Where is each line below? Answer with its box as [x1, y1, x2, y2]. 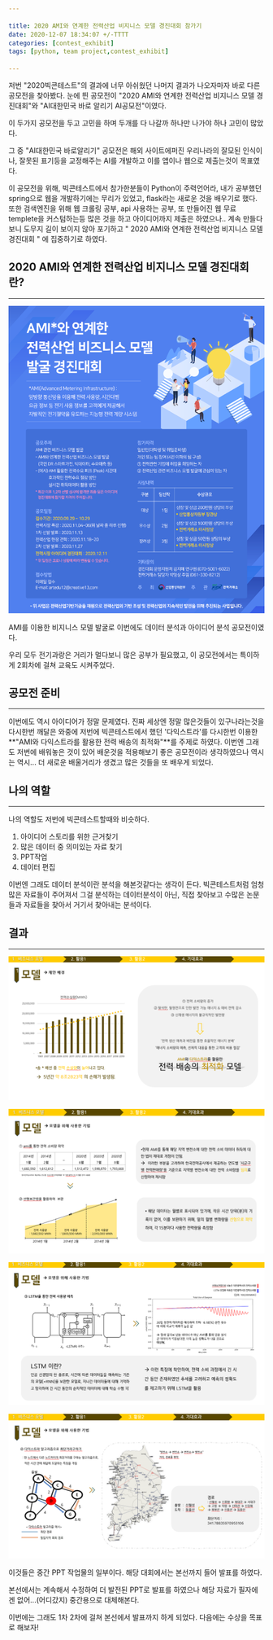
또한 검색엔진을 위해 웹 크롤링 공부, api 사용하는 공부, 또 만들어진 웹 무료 [8, 204, 237, 213]
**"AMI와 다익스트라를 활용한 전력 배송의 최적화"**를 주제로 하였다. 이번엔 [8, 737, 245, 747]
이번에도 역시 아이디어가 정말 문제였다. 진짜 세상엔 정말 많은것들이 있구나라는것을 [8, 717, 265, 726]
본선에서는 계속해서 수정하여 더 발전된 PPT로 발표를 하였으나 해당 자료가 [8, 1585, 237, 1594]
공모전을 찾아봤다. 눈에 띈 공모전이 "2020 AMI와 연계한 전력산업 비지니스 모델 [8, 90, 255, 100]
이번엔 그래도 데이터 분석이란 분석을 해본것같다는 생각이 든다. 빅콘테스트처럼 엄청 [8, 879, 265, 889]
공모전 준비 [8, 686, 61, 700]
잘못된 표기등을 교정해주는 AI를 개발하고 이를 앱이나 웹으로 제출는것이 [19, 156, 239, 165]
